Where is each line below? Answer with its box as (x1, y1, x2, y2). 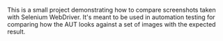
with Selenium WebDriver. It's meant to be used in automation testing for (7, 13, 215, 21)
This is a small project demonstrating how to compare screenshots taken (7, 6, 216, 14)
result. (7, 27, 26, 36)
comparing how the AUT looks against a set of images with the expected (7, 20, 216, 28)
